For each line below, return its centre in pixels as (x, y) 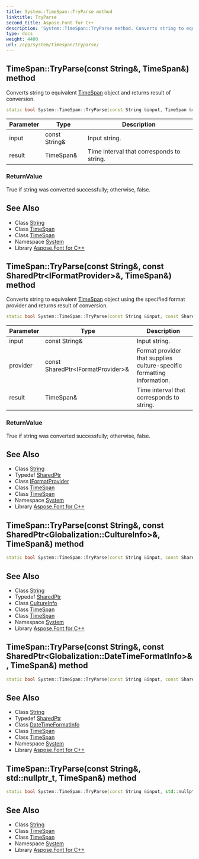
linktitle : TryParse (32, 17)
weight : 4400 (22, 39)
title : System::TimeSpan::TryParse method (59, 12)
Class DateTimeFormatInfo (47, 725)
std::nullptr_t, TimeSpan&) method (71, 778)
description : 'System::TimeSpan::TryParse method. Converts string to (95, 28)
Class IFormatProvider (42, 482)
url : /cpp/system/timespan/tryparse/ (53, 45)
